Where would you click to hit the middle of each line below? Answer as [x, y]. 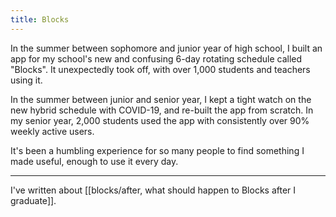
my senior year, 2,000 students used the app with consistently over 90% [160, 120]
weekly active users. [52, 131]
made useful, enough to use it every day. [94, 161]
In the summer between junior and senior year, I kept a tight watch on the [161, 99]
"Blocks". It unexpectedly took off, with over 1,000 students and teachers [160, 69]
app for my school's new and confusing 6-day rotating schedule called [156, 58]
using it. [26, 80]
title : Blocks [40, 19]
